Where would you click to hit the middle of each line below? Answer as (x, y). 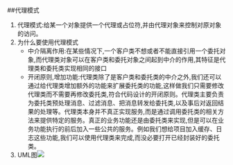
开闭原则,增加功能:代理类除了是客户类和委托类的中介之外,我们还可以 (124, 77)
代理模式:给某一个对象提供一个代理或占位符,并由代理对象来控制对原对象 (119, 25)
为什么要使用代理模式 (48, 42)
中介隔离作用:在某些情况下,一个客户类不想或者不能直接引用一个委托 (123, 51)
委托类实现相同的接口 (77, 68)
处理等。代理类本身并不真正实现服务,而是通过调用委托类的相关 (129, 112)
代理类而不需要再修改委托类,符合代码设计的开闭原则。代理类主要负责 (126, 94)
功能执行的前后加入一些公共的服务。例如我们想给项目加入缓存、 (125, 129)
